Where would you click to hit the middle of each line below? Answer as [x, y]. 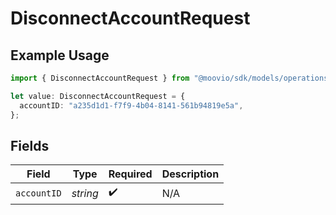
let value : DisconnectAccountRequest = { [98, 96]
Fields [30, 145]
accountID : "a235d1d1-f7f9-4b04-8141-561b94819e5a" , [131, 105]
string [85, 193]
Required [130, 174]
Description [190, 174]
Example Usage [60, 55]
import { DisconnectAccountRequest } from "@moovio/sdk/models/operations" [171, 78]
